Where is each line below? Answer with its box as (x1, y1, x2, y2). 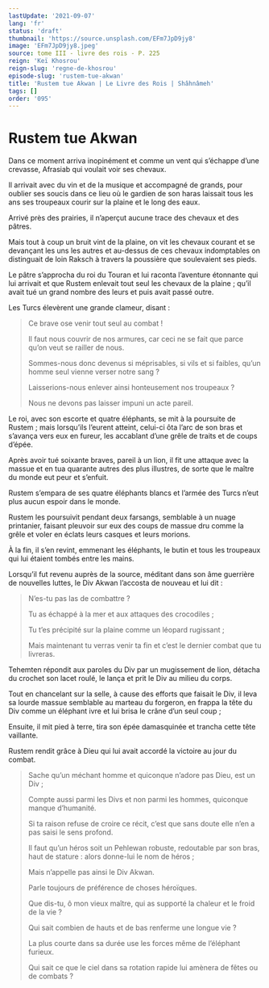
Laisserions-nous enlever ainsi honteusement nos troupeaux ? (27, 383, 235, 393)
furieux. (27, 947, 55, 957)
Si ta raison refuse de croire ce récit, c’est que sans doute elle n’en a (27, 819, 255, 829)
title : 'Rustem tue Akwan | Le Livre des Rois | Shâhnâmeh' (8, 79, 215, 87)
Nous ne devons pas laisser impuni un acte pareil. (27, 398, 194, 408)
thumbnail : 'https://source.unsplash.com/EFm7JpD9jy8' (8, 34, 197, 43)
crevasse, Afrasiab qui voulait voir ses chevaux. (8, 165, 167, 174)
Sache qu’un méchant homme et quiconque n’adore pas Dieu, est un (27, 771, 256, 780)
